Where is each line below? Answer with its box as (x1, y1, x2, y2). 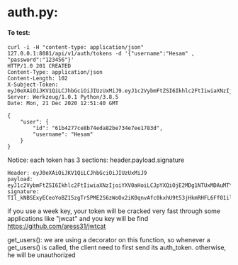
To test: (7, 28, 30, 36)
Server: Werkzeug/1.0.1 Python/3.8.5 (7, 94, 119, 101)
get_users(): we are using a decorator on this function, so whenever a (7, 236, 210, 244)
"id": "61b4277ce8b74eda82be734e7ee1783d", (33, 125, 163, 132)
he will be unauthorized (7, 251, 76, 259)
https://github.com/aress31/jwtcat (7, 222, 106, 231)
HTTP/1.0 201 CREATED (7, 63, 72, 70)
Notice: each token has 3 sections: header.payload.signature (7, 156, 185, 164)
